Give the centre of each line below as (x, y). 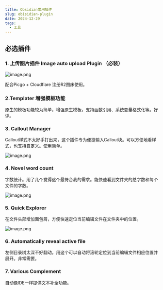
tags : (10, 23)
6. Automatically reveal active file (45, 241)
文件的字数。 (18, 186)
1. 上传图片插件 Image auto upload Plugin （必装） (64, 64)
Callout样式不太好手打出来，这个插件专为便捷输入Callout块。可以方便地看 (79, 140)
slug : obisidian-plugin (29, 14)
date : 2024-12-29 (23, 18)
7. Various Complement (33, 272)
